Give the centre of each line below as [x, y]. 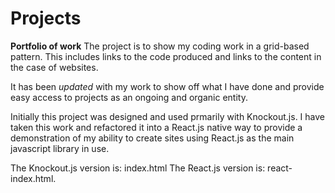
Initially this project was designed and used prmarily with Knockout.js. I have [167, 116]
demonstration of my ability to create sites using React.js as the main [152, 138]
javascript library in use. [60, 148]
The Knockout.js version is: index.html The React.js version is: [138, 168]
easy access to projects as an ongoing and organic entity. [129, 97]
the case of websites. [54, 67]
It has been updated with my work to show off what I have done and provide [167, 86]
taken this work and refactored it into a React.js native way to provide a [156, 127]
